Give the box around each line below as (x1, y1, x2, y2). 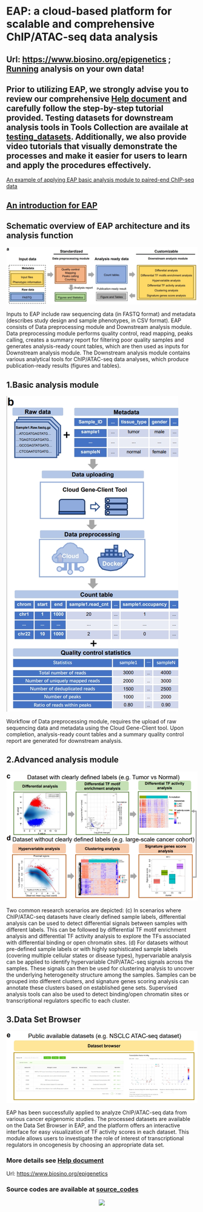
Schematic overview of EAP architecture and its (6, 221, 190, 231)
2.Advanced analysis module (6, 754, 119, 765)
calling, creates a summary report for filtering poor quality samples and (6, 336, 184, 344)
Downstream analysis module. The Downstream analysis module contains (6, 349, 191, 356)
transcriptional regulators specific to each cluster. (6, 997, 130, 1004)
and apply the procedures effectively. (6, 160, 151, 171)
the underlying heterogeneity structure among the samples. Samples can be (6, 971, 197, 978)
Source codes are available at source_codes (6, 1185, 139, 1194)
